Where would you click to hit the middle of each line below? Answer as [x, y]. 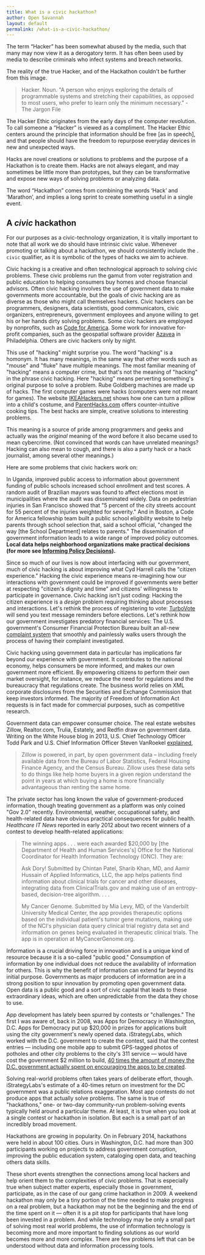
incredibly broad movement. [42, 1124]
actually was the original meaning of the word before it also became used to [102, 436]
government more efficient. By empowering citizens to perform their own [98, 672]
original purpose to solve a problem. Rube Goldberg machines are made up [101, 385]
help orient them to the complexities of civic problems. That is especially [97, 1181]
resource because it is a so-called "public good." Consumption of [88, 957]
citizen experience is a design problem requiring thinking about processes [99, 602]
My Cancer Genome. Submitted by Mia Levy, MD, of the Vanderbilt [105, 906]
